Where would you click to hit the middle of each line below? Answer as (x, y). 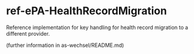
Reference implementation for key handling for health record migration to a (97, 27)
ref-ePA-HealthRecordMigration (87, 11)
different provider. (28, 33)
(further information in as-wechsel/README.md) (65, 45)
